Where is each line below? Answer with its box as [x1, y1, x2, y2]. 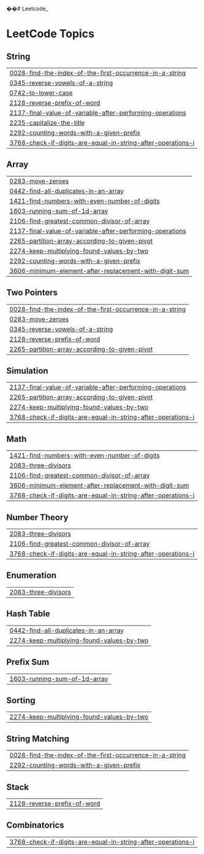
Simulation [6, 366, 48, 376]
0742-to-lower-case [9, 88, 73, 97]
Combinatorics [6, 820, 64, 831]
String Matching [6, 733, 69, 744]
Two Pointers [6, 287, 58, 298]
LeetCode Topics [6, 27, 95, 41]
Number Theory [6, 512, 69, 522]
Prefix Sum [6, 657, 50, 667]
